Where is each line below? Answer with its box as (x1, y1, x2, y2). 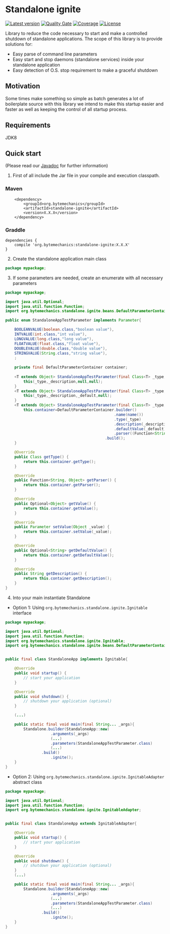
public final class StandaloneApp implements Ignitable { (5, 657, 128, 662)
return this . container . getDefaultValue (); (23, 552, 114, 558)
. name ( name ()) (113, 412, 144, 417)
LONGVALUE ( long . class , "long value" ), (14, 336, 94, 341)
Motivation (5, 82, 40, 91)
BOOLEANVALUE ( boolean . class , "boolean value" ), (14, 327, 114, 332)
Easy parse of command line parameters (12, 51, 98, 57)
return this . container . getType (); (23, 459, 96, 464)
